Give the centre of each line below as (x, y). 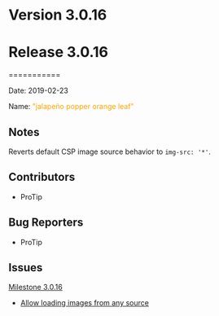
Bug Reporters (46, 223)
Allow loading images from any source (84, 303)
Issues (26, 268)
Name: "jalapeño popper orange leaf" (71, 107)
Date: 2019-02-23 (39, 90)
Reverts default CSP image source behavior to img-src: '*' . (110, 151)
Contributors (42, 177)
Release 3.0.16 (58, 53)
